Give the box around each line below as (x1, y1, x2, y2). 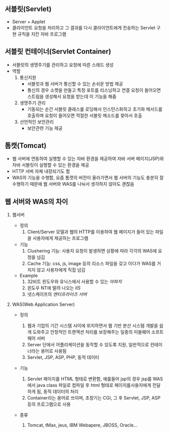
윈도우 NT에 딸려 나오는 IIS (27, 285, 81, 291)
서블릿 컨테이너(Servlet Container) (5, 47, 111, 56)
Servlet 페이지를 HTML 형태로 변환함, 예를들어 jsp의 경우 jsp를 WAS (27, 376, 163, 382)
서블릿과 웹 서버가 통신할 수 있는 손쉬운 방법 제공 (27, 81, 123, 87)
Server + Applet (12, 18, 46, 24)
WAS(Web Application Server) (12, 301, 75, 308)
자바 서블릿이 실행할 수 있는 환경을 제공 (12, 162, 90, 168)
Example (19, 273, 38, 279)
